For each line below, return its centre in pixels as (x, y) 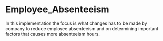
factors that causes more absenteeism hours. (53, 34)
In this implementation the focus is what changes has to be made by (76, 23)
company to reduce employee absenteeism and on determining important (82, 28)
